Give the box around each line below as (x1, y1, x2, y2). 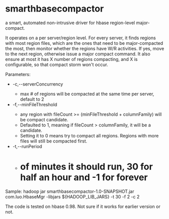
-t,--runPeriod (12, 143, 42, 149)
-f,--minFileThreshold (12, 101, 58, 107)
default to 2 (20, 96, 44, 102)
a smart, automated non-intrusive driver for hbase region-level (5, 20, 135, 26)
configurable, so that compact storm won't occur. (5, 61, 108, 67)
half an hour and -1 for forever (20, 172, 148, 183)
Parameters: (5, 71, 31, 77)
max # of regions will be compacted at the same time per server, (20, 91, 154, 97)
